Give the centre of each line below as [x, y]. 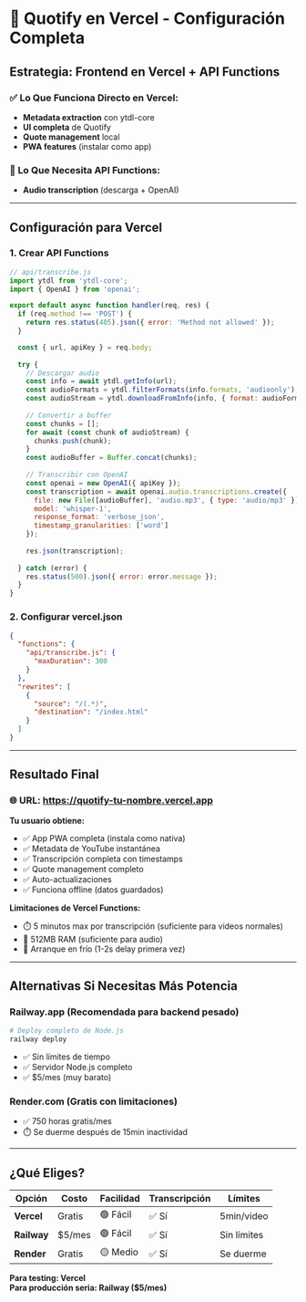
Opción [31, 1199]
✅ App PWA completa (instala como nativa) [104, 838]
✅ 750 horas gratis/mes [67, 1121]
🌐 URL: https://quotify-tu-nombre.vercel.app [112, 800]
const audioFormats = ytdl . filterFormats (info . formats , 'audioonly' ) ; [163, 390]
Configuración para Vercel [86, 227]
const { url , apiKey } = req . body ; [85, 347]
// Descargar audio [63, 373]
